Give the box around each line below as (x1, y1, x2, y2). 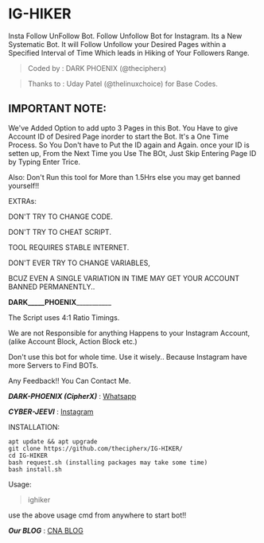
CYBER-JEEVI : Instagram (8, 407, 94, 416)
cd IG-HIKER (8, 451, 48, 459)
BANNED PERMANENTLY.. (8, 282, 95, 291)
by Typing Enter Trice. (8, 157, 81, 166)
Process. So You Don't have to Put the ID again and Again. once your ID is (8, 140, 250, 150)
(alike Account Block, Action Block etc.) (8, 336, 138, 346)
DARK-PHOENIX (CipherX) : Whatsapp (8, 391, 137, 400)
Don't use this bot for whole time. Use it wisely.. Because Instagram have (8, 352, 248, 361)
